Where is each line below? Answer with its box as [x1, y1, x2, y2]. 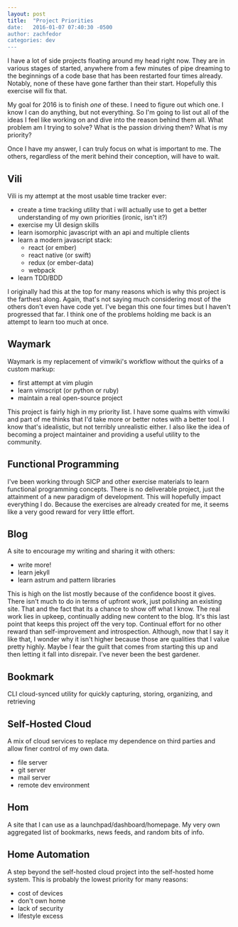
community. [7, 437, 42, 446]
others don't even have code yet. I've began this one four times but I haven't [7, 302, 231, 310]
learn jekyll [17, 568, 50, 577]
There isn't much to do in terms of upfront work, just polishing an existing [7, 597, 222, 606]
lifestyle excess [17, 911, 64, 920]
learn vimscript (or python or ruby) [17, 386, 119, 394]
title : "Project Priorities [7, 17, 94, 24]
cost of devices [17, 889, 63, 897]
